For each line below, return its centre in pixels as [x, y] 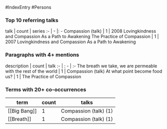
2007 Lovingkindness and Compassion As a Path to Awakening [71, 42]
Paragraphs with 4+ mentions [42, 55]
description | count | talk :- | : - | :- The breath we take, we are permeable [81, 66]
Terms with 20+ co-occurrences [46, 89]
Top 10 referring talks [32, 20]
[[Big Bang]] [22, 111]
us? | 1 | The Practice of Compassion [43, 76]
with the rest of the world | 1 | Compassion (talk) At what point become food [84, 71]
